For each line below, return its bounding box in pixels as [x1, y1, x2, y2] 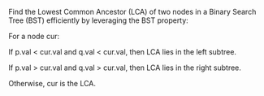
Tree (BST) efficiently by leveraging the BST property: [8, 15, 188, 25]
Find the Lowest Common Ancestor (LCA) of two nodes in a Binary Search [8, 7, 257, 16]
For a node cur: [8, 32, 60, 41]
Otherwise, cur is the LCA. [8, 79, 96, 88]
